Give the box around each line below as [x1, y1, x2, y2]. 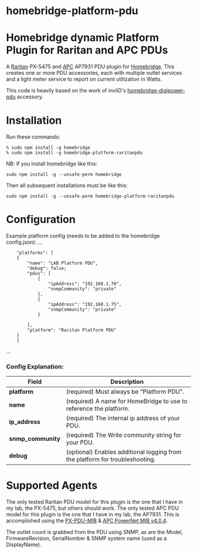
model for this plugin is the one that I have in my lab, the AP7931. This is [6, 511, 180, 518]
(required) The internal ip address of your [66, 414, 181, 422]
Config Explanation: [6, 362, 64, 370]
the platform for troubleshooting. [66, 455, 156, 463]
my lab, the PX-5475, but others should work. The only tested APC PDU [6, 505, 179, 512]
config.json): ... [6, 238, 43, 246]
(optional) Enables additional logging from [66, 448, 182, 456]
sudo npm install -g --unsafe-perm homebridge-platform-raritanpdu [6, 193, 175, 200]
